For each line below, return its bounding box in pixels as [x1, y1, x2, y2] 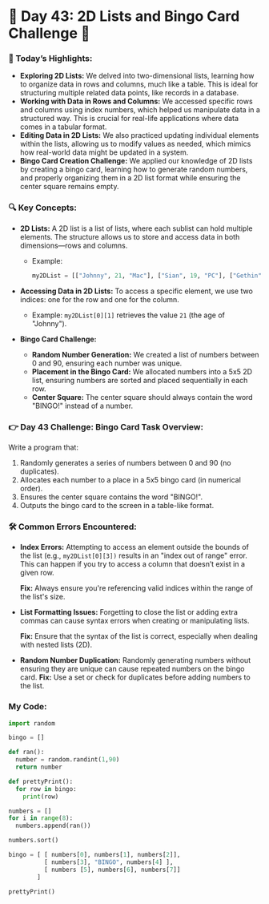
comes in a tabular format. [19, 122, 107, 131]
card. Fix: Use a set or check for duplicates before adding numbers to [19, 672, 251, 682]
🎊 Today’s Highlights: [8, 53, 93, 64]
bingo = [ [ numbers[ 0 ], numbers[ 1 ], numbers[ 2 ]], [8, 851, 181, 859]
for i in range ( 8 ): [8, 814, 74, 822]
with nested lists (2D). [19, 640, 93, 650]
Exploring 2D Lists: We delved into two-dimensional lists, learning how [19, 71, 255, 81]
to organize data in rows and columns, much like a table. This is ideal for [19, 79, 259, 89]
